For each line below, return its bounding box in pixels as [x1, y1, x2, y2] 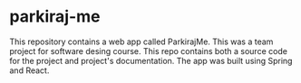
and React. [9, 65, 50, 76]
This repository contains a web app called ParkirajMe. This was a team [9, 36, 274, 47]
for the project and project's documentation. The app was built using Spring [9, 55, 293, 66]
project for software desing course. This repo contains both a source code [9, 45, 288, 56]
